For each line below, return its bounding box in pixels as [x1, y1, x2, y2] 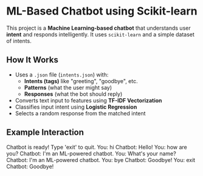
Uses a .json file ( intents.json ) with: [15, 71, 109, 78]
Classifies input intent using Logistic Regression [15, 103, 137, 110]
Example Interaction [6, 127, 84, 138]
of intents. [6, 37, 32, 44]
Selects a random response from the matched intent [15, 109, 146, 117]
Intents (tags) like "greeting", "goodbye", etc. [24, 77, 138, 84]
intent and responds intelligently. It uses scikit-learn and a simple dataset [6, 30, 194, 38]
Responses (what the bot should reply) [24, 90, 123, 98]
